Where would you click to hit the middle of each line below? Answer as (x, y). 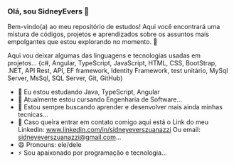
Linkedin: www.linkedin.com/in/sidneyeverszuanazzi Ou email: (109, 130)
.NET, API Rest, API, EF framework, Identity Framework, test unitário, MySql (118, 71)
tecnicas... (33, 115)
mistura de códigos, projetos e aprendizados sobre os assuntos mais (108, 34)
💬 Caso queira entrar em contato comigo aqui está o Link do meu (113, 122)
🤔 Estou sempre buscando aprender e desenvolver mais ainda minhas (120, 107)
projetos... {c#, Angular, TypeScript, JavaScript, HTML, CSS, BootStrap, (112, 63)
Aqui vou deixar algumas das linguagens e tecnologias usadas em (104, 55)
